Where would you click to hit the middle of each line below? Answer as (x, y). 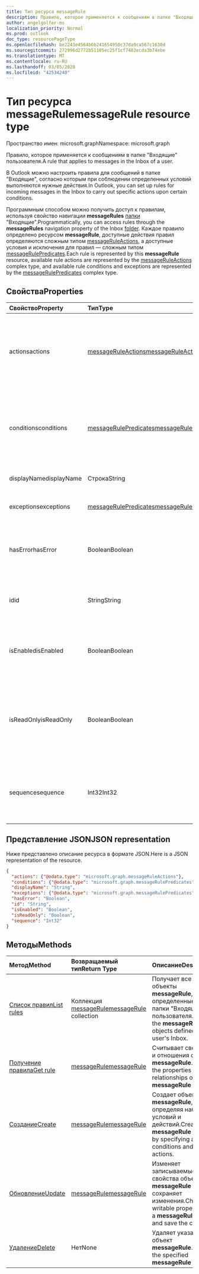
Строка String (107, 478)
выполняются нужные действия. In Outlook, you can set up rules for (90, 185)
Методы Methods (39, 945)
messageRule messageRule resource (98, 114)
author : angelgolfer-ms (36, 23)
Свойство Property (36, 308)
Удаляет (164, 1233)
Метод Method (30, 965)
